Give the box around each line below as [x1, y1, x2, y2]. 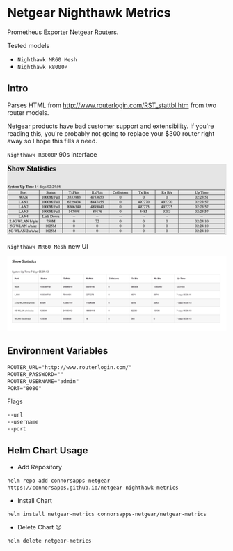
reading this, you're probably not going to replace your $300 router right [7, 129, 215, 137]
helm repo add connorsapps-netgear [7, 477, 111, 485]
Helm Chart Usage [7, 444, 88, 456]
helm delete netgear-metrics [7, 538, 92, 545]
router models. [7, 108, 49, 116]
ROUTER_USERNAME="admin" [7, 378, 79, 385]
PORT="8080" [7, 385, 42, 392]
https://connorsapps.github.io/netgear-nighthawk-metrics [7, 484, 179, 492]
